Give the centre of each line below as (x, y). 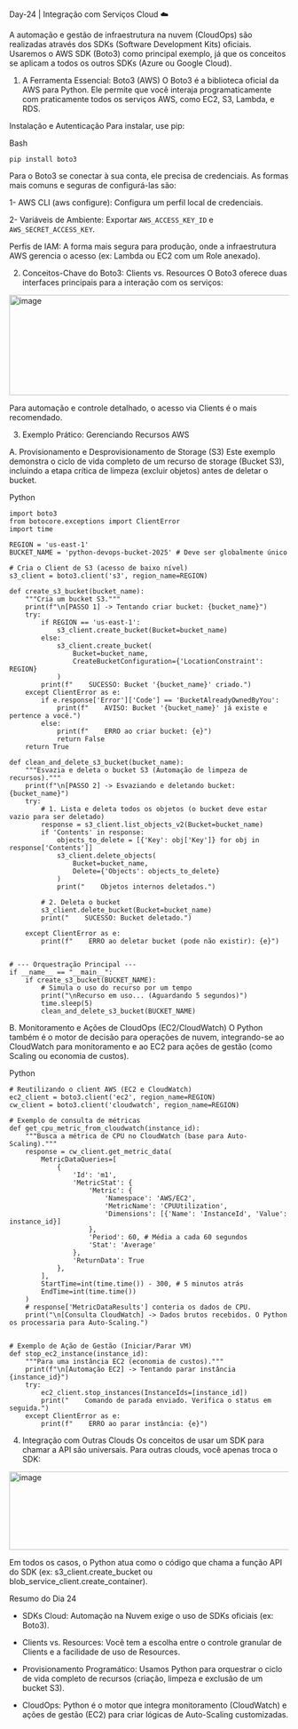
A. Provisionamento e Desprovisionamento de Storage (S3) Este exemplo (142, 452)
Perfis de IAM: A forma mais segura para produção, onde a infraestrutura (143, 246)
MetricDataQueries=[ (79, 1159)
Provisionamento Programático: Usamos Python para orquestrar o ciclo (152, 1669)
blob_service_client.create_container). (78, 1581)
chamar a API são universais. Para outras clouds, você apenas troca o (149, 1450)
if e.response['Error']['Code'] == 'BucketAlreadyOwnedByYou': (160, 700)
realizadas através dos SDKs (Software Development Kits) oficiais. (130, 44)
